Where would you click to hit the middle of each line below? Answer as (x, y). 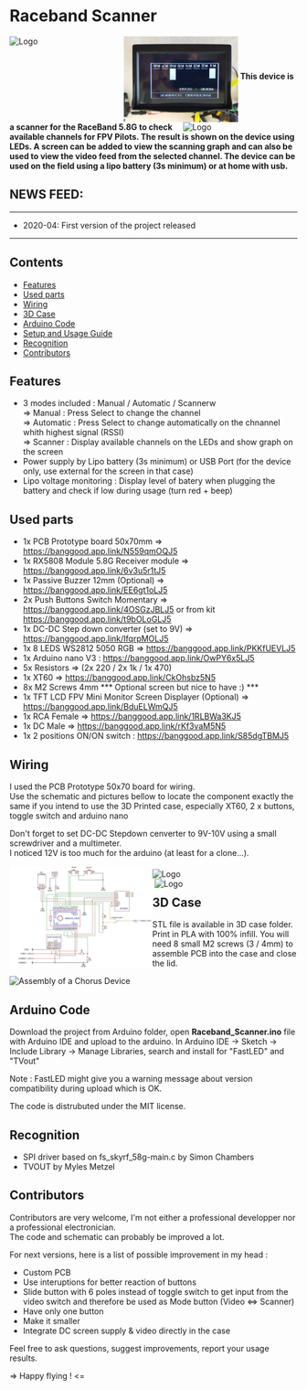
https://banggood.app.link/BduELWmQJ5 (100, 707)
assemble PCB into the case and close (224, 954)
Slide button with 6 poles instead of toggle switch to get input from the (155, 1291)
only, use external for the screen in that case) (108, 471)
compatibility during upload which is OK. (86, 1088)
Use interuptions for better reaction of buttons (109, 1282)
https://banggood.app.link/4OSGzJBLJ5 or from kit (119, 610)
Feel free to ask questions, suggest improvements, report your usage (139, 1348)
